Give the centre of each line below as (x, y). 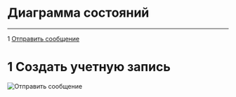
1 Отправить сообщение (44, 38)
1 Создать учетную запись (89, 67)
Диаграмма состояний (78, 13)
